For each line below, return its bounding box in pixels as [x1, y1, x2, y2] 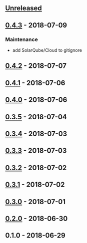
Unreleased [5, 4, 42, 12]
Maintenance [5, 36, 38, 43]
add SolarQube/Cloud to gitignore [12, 47, 82, 53]
